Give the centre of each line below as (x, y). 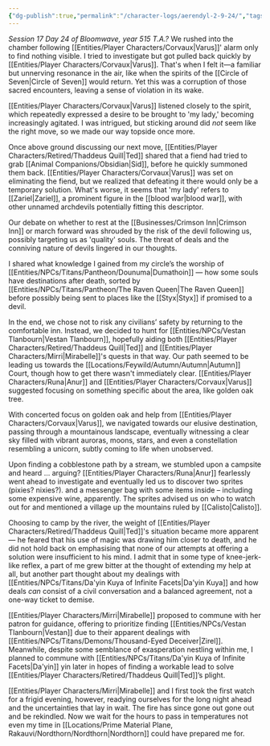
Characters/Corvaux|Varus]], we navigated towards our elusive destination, (133, 422)
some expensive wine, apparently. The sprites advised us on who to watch (132, 498)
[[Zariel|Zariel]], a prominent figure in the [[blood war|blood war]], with (125, 198)
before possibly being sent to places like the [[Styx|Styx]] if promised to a (131, 298)
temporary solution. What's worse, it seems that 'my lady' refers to (119, 189)
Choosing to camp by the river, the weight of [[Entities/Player (109, 522)
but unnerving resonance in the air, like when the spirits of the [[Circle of (129, 72)
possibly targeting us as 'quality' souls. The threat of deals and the (119, 239)
